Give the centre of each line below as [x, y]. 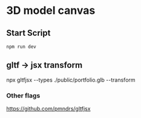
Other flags [23, 96]
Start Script [28, 33]
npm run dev [21, 47]
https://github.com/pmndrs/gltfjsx [48, 109]
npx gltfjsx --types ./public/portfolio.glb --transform [71, 80]
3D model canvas [51, 11]
